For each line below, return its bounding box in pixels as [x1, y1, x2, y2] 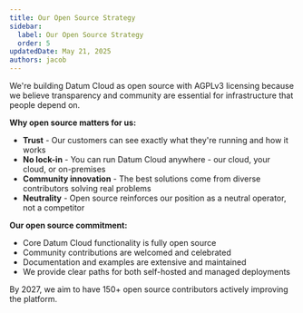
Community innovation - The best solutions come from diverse [22, 173, 261, 184]
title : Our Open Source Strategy [9, 13, 136, 23]
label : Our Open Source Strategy [17, 30, 144, 39]
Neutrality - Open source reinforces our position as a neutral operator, [22, 192, 287, 203]
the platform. [9, 294, 57, 304]
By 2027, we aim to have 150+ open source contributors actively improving [9, 284, 288, 295]
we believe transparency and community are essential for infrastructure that [9, 90, 294, 101]
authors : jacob [9, 55, 67, 64]
